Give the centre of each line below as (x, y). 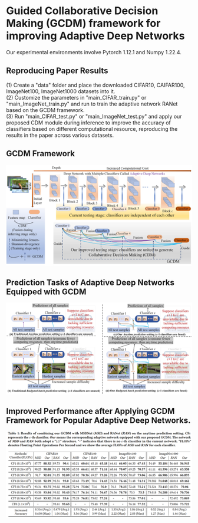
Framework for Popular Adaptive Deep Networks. (98, 420)
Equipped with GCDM (46, 292)
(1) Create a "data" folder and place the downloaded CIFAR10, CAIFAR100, (95, 85)
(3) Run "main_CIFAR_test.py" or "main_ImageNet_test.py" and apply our (94, 116)
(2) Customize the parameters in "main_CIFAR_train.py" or (76, 97)
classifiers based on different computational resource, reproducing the (92, 129)
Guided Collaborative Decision (82, 11)
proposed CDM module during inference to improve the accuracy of (88, 123)
